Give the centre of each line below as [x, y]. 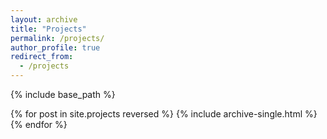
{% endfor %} [39, 124]
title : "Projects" [48, 29]
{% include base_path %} [63, 94]
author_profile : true [55, 47]
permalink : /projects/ [57, 38]
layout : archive [44, 19]
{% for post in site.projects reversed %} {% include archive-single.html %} [164, 114]
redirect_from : [42, 57]
